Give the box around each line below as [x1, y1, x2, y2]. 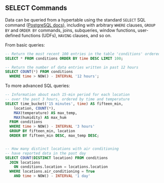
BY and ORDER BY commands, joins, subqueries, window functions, [5, 27, 137, 33]
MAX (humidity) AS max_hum [14, 115, 67, 120]
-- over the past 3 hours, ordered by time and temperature [5, 97, 130, 102]
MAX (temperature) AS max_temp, [14, 110, 78, 115]
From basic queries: [5, 42, 45, 48]
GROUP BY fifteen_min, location [9, 129, 76, 134]
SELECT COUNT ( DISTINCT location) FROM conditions [5, 155, 108, 160]
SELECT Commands [5, 4, 67, 12]
